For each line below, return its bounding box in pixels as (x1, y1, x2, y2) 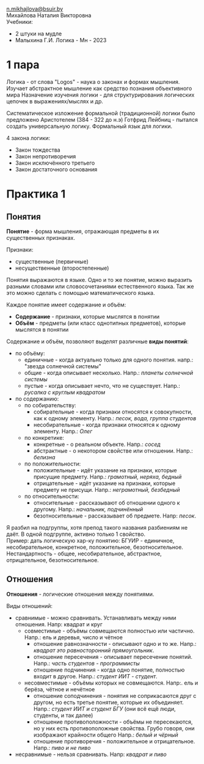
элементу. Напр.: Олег (33, 428, 93, 435)
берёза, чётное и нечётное (24, 685, 95, 693)
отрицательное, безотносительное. (6, 556, 99, 563)
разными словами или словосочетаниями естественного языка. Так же (6, 283, 194, 290)
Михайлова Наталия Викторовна (6, 12, 92, 19)
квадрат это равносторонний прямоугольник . (33, 647, 155, 654)
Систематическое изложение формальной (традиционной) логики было (6, 109, 195, 117)
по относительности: (24, 492, 79, 500)
